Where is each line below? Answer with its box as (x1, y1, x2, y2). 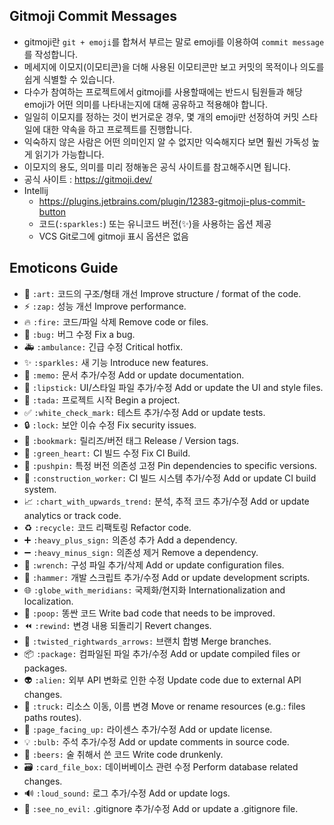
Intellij (23, 184, 49, 196)
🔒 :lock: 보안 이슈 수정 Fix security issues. (23, 419, 197, 431)
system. (23, 483, 57, 495)
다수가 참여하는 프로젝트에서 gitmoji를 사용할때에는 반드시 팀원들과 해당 (23, 85, 303, 98)
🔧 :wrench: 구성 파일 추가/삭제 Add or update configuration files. (23, 559, 285, 571)
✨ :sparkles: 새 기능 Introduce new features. (23, 356, 209, 368)
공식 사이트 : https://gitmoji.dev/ (23, 173, 153, 185)
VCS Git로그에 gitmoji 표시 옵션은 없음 (38, 230, 189, 242)
